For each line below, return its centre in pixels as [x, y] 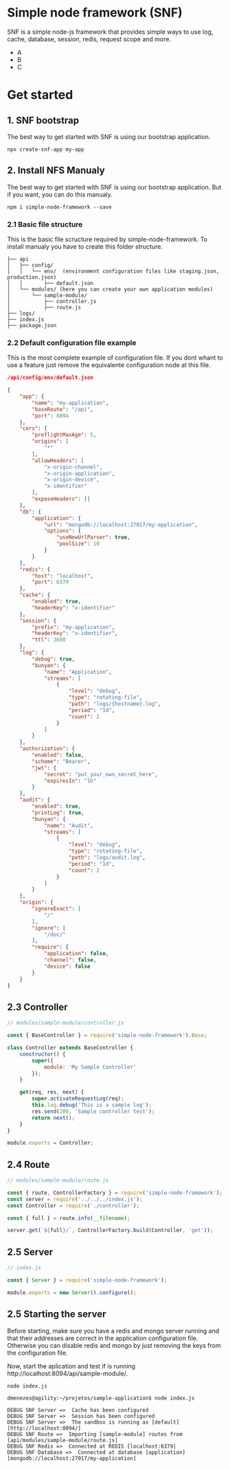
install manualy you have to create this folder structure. [85, 247]
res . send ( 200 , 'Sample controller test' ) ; [93, 1111]
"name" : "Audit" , [69, 825]
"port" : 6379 [50, 582]
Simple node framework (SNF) [95, 13]
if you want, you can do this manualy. [60, 194]
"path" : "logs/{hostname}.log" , [115, 704]
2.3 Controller [37, 1007]
